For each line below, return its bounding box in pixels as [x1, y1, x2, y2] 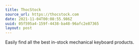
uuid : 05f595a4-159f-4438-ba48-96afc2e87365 [5, 21, 99, 26]
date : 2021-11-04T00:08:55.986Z [5, 16, 72, 21]
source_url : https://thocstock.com [5, 12, 79, 17]
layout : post [5, 26, 32, 31]
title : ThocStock [5, 7, 41, 12]
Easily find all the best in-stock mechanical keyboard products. [5, 39, 135, 45]
